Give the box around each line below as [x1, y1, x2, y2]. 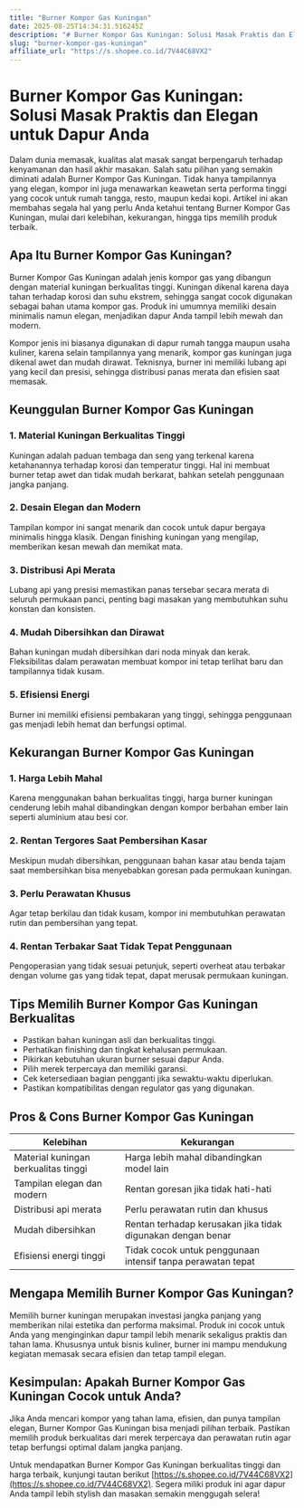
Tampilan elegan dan [14, 1177, 102, 1189]
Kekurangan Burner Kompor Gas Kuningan [9, 745, 255, 760]
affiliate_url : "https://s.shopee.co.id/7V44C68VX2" [9, 47, 213, 56]
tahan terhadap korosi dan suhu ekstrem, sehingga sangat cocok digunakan [9, 291, 293, 301]
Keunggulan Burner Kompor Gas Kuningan [9, 402, 254, 417]
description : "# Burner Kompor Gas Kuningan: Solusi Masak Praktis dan [9, 30, 285, 39]
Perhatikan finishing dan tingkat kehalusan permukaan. [22, 1045, 228, 1055]
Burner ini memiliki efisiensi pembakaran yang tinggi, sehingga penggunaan [9, 709, 292, 720]
